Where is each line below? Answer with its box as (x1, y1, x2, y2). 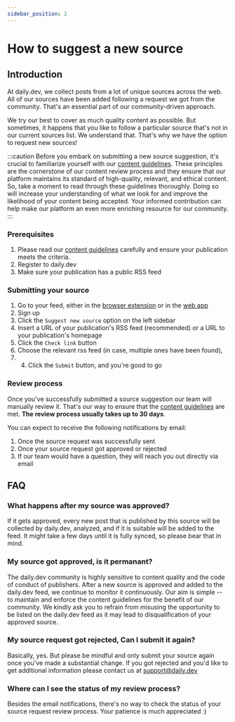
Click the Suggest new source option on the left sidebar (17, 316, 176, 324)
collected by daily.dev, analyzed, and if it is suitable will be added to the (7, 524, 215, 533)
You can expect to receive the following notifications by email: (7, 423, 187, 431)
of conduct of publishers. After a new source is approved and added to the (7, 580, 223, 588)
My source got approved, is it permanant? (7, 557, 153, 566)
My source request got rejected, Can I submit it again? (7, 635, 196, 645)
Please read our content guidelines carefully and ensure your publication (17, 245, 228, 253)
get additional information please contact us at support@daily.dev (7, 666, 198, 674)
